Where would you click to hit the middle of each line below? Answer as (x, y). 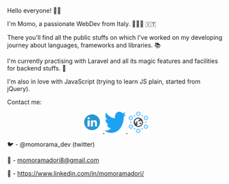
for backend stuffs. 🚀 (37, 68)
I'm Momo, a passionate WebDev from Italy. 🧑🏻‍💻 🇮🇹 (82, 24)
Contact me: (25, 102)
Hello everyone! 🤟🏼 (34, 11)
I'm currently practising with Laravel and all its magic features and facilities (112, 61)
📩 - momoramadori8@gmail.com (53, 160)
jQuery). (19, 89)
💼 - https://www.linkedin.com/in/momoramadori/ (76, 173)
